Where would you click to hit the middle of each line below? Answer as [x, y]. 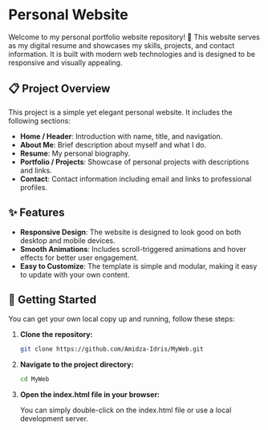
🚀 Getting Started [53, 300]
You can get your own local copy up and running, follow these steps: [122, 319]
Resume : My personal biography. [75, 153]
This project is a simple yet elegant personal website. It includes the [120, 112]
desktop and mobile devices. [68, 240]
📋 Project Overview [59, 89]
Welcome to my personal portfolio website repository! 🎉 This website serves [134, 37]
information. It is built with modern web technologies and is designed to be [132, 54]
